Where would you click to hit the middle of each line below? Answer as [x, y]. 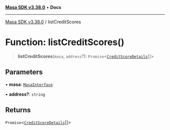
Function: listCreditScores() [65, 42]
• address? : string [25, 94]
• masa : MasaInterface [29, 84]
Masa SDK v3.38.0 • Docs [33, 7]
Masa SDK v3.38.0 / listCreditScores [43, 22]
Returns [18, 110]
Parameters [24, 72]
